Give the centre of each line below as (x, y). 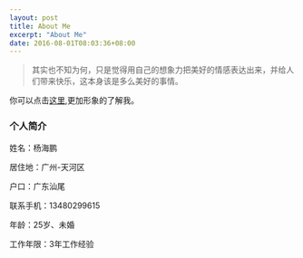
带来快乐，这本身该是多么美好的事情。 (111, 81)
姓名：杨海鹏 (33, 148)
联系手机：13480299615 (55, 205)
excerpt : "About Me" (49, 34)
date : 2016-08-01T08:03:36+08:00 (73, 43)
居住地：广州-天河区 (47, 167)
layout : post (34, 18)
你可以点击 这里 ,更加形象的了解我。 (74, 100)
